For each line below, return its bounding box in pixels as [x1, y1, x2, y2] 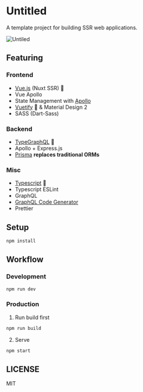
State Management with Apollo [14, 97, 91, 104]
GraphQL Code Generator [14, 198, 79, 206]
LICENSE [6, 364, 40, 374]
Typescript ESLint [14, 186, 59, 193]
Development [6, 272, 47, 281]
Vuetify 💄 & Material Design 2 [14, 103, 88, 111]
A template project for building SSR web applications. [6, 24, 138, 31]
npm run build [6, 325, 42, 331]
